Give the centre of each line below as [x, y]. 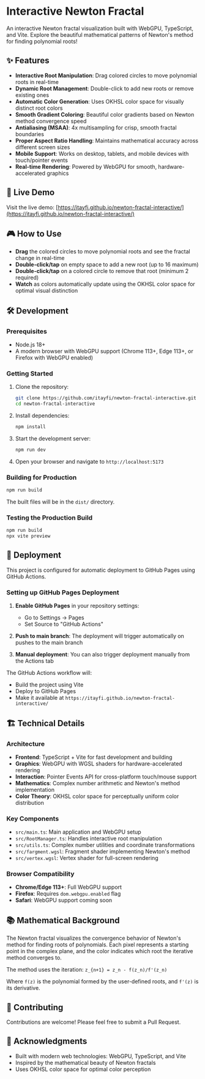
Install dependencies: [42, 416]
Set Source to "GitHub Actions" [64, 624]
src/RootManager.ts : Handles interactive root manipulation [88, 839]
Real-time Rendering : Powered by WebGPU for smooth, [86, 166]
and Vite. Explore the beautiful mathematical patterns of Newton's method [100, 34]
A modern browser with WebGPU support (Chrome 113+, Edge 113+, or [104, 351]
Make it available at [39, 698]
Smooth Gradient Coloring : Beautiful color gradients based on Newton [105, 114]
